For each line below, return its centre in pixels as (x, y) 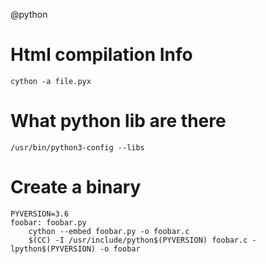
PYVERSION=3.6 (40, 214)
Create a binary (76, 187)
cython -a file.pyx (51, 81)
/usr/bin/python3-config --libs (77, 147)
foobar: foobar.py (48, 222)
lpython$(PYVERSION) (53, 249)
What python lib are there (118, 121)
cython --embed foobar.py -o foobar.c (109, 231)
